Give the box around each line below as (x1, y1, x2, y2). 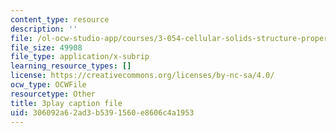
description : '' (10, 24, 78, 34)
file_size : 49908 (10, 42, 83, 53)
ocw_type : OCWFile (10, 80, 87, 90)
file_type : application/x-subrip (10, 52, 150, 62)
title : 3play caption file (10, 98, 123, 108)
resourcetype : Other (10, 89, 97, 99)
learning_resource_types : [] (10, 61, 132, 71)
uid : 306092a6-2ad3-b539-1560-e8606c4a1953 (10, 107, 195, 118)
